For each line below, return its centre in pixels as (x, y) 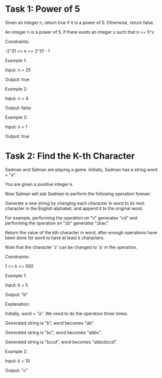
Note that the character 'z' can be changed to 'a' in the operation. (71, 247)
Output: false (18, 108)
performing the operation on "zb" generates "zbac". (58, 223)
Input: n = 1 (16, 127)
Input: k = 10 (18, 361)
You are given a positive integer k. (39, 184)
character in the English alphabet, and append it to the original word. (74, 208)
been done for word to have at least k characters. (55, 238)
